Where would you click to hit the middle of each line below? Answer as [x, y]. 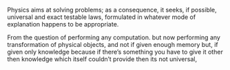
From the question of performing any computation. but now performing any [114, 37]
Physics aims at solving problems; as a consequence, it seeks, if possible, [112, 10]
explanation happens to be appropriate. [63, 24]
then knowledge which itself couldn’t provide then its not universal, [102, 59]
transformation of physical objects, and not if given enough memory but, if [113, 45]
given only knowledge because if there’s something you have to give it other [115, 52]
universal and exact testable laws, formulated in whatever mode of [102, 17]
